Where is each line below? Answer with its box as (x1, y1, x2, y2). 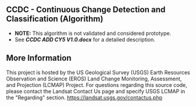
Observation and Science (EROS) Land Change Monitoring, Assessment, (6, 75, 182, 82)
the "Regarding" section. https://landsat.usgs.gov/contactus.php (6, 94, 163, 101)
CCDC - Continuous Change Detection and (6, 5, 166, 15)
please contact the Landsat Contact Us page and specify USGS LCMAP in (6, 87, 185, 95)
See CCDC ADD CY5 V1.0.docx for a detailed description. (14, 35, 156, 43)
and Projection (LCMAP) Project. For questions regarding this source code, (6, 81, 187, 88)
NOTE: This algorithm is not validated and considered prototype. (14, 30, 172, 37)
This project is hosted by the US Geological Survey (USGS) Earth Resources (6, 69, 190, 76)
